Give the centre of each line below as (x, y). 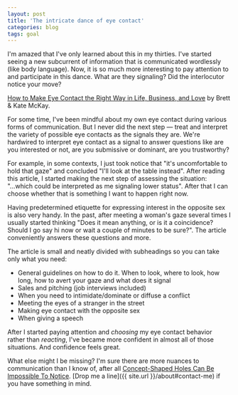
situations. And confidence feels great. (64, 347)
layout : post (27, 14)
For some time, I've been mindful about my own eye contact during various (117, 120)
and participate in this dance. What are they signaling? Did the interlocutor (116, 77)
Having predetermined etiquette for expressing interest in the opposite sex (117, 208)
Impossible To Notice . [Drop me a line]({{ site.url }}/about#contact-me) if (114, 376)
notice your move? (34, 84)
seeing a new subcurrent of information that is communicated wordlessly (114, 62)
